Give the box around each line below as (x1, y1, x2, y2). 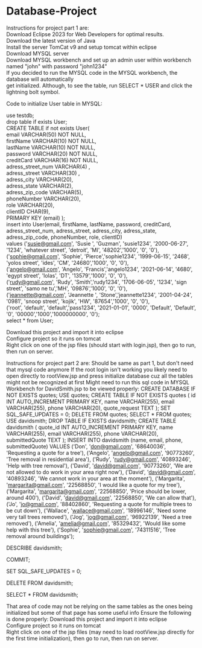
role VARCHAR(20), (6, 201, 55, 209)
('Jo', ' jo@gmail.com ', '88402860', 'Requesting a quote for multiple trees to (6, 500, 192, 507)
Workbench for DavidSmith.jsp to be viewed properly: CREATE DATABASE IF (6, 385, 196, 392)
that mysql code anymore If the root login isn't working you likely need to (6, 366, 188, 373)
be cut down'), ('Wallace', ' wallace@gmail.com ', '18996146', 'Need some (6, 507, 186, 514)
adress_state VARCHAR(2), (6, 182, 74, 189)
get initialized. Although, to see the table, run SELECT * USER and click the (6, 81, 193, 89)
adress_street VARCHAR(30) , (6, 169, 80, 176)
